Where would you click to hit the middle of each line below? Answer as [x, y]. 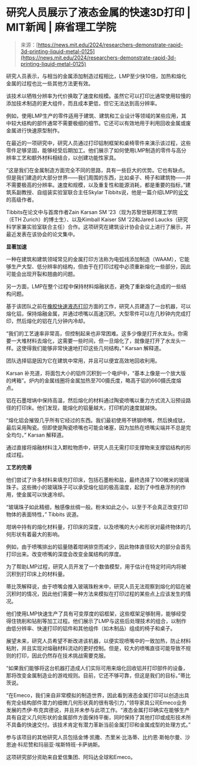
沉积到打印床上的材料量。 [37, 574]
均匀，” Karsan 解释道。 [39, 435]
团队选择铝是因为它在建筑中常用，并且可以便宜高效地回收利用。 [83, 361]
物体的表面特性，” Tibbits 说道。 [44, 514]
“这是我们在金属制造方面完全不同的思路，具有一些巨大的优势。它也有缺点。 [97, 170]
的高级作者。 [21, 199]
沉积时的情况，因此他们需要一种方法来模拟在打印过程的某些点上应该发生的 [96, 594]
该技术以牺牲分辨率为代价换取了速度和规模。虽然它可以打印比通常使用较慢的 [98, 96]
